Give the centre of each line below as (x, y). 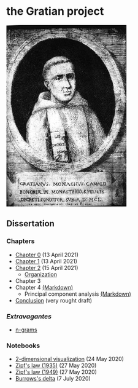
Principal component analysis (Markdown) (78, 294)
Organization (40, 274)
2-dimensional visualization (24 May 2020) (70, 359)
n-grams (26, 330)
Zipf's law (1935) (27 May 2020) (56, 366)
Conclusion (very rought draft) (54, 300)
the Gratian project (55, 11)
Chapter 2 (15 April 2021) (47, 267)
